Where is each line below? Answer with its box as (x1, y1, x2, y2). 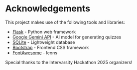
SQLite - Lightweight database (12, 39, 75, 45)
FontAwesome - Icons (12, 50, 58, 56)
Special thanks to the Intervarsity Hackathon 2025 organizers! (5, 59, 133, 65)
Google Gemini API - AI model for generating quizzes (12, 34, 122, 40)
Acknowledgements (5, 3, 91, 14)
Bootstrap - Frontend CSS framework (12, 44, 89, 50)
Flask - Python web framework (12, 29, 76, 35)
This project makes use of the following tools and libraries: (5, 19, 126, 25)
